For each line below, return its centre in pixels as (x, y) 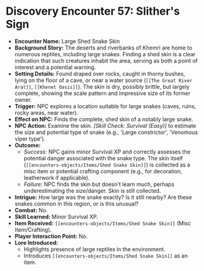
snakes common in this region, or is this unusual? (76, 204)
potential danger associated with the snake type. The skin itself (103, 158)
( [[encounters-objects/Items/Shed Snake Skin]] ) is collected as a (107, 165)
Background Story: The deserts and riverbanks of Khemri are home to (104, 48)
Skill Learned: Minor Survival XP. (56, 217)
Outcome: (27, 145)
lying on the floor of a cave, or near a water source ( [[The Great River (104, 80)
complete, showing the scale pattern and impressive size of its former (102, 93)
